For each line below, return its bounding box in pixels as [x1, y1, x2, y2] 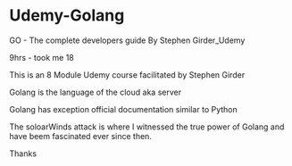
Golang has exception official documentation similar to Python [9, 104, 238, 114]
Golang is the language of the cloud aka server [9, 87, 181, 97]
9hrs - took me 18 [9, 52, 74, 62]
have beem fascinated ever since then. [9, 130, 152, 141]
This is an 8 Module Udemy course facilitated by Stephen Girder [9, 69, 246, 80]
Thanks [9, 148, 38, 159]
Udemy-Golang [9, 5, 125, 26]
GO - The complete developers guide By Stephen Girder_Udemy [9, 35, 246, 46]
